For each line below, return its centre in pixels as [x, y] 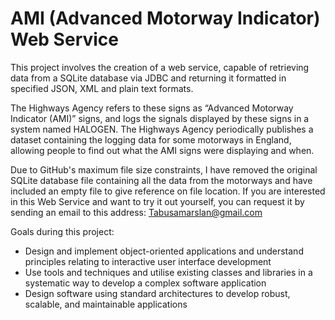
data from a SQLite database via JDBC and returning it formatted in [148, 78]
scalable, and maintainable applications [106, 304]
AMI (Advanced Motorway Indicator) [165, 18]
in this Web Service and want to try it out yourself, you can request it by [157, 201]
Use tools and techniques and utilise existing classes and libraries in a [168, 272]
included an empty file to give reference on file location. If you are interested [168, 191]
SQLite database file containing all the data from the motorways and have [161, 180]
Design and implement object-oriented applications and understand [164, 251]
